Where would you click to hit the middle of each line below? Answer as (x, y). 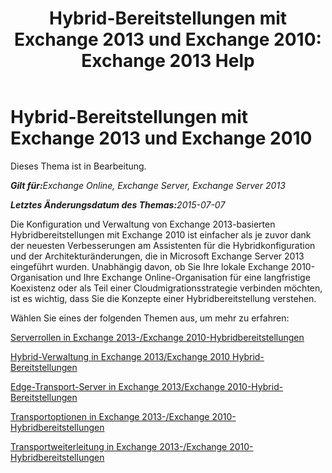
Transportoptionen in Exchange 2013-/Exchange (110, 416)
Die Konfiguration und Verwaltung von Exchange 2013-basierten (143, 224)
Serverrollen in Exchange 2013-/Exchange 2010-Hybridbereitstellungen (157, 337)
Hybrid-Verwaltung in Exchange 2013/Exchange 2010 (120, 356)
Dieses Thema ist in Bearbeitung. (78, 166)
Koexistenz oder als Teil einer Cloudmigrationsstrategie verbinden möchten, (166, 288)
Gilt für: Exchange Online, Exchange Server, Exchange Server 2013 (148, 185)
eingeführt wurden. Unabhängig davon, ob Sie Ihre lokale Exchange (149, 266)
